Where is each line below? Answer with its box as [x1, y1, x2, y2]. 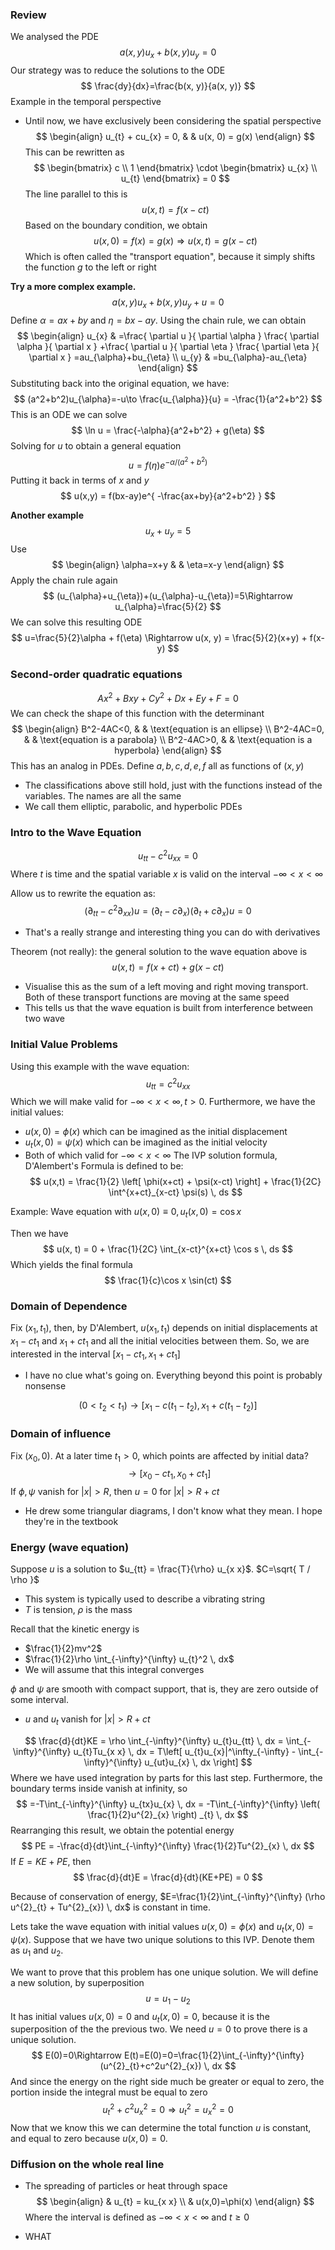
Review [10, 8, 47, 22]
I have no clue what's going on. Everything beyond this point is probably [24, 1369, 323, 1382]
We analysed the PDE [10, 31, 99, 43]
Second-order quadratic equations [10, 668, 183, 682]
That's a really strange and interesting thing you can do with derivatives [24, 926, 321, 938]
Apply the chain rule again [10, 574, 118, 587]
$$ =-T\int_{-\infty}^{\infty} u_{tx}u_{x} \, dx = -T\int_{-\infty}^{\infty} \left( [15, 1798, 321, 1810]
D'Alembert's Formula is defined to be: [24, 1159, 184, 1172]
